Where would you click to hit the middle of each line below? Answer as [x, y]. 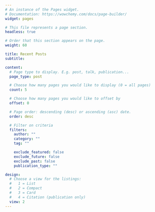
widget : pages [19, 19]
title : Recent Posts [26, 54]
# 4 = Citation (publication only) [48, 197]
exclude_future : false [37, 156]
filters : [18, 130]
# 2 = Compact [26, 188]
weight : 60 [16, 45]
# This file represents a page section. [47, 27]
